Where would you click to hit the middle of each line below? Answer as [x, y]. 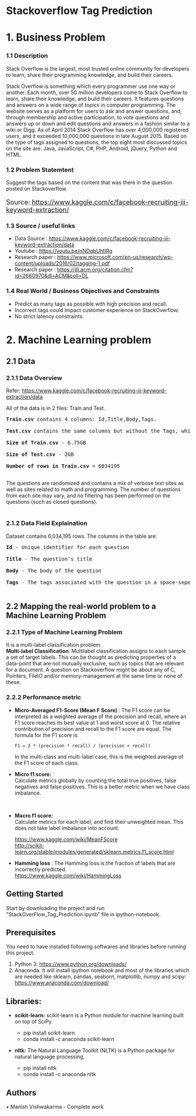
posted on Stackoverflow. [37, 188]
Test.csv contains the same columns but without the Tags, [92, 431]
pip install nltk [40, 1068]
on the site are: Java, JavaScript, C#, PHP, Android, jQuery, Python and [92, 148]
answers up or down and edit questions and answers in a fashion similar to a [98, 123]
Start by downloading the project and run [55, 908]
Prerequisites [31, 933]
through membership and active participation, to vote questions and [87, 117]
